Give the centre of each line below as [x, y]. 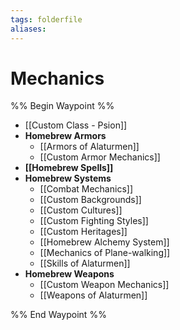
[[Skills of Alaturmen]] [85, 263]
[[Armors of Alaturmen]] [89, 147]
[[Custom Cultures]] [81, 210]
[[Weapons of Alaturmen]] [93, 295]
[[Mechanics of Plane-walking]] [105, 253]
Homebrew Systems [68, 178]
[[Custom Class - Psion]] [76, 125]
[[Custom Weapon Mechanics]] [104, 285]
